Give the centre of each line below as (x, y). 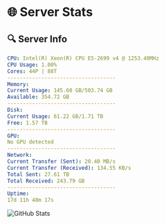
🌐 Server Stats (50, 12)
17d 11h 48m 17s (30, 200)
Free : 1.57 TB (28, 123)
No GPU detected (30, 142)
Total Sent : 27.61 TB (38, 174)
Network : (20, 155)
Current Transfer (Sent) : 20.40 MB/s (62, 162)
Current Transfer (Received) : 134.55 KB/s (69, 168)
